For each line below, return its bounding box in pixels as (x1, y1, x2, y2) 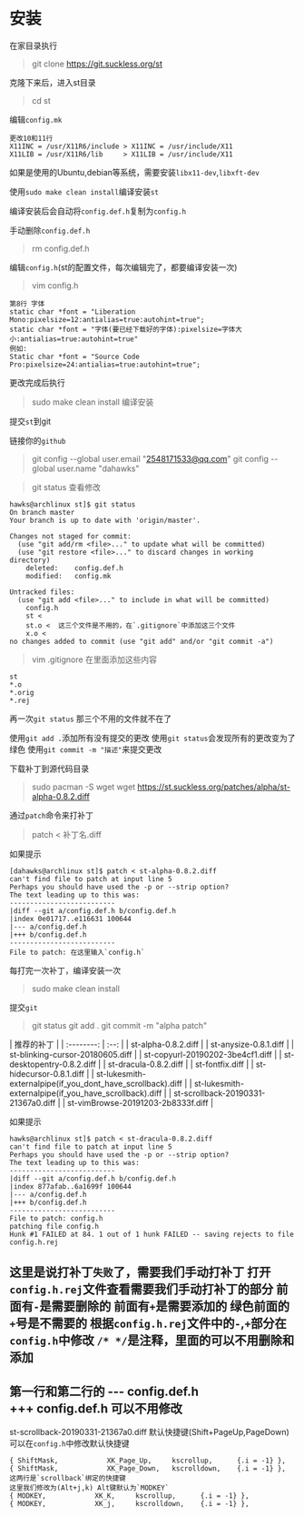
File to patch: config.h (9, 1213, 103, 1223)
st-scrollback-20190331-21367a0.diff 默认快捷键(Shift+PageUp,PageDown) (9, 1427, 290, 1438)
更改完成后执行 (9, 377, 65, 387)
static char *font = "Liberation (9, 306, 136, 316)
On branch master (9, 507, 75, 517)
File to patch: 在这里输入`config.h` (9, 948, 145, 957)
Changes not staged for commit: (9, 531, 132, 541)
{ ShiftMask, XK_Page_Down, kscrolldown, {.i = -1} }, (9, 1464, 286, 1473)
